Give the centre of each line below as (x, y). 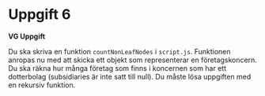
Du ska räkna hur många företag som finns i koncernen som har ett (117, 68)
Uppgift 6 (40, 15)
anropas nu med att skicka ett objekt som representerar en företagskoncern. (132, 60)
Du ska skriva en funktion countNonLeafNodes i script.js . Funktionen (119, 51)
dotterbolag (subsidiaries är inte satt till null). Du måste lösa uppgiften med (130, 76)
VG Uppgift (27, 36)
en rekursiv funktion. (42, 85)
